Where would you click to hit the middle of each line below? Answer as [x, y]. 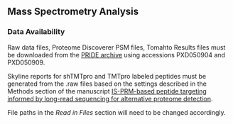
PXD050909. [26, 62]
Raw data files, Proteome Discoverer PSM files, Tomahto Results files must [116, 47]
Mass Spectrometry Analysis [73, 12]
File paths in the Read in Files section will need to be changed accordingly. [116, 112]
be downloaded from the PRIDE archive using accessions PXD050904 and [116, 55]
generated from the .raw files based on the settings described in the [107, 84]
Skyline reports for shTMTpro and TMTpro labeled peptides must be [107, 76]
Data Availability [36, 32]
